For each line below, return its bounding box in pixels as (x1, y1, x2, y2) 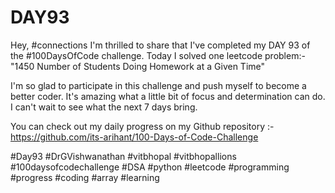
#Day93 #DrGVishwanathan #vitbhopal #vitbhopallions (10, 150, 237, 162)
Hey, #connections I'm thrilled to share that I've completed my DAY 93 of (10, 39, 311, 51)
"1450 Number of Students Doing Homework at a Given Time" (10, 60, 266, 72)
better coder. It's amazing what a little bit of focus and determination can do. (10, 90, 326, 102)
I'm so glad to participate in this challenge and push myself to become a (10, 79, 307, 91)
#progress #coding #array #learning (10, 171, 160, 183)
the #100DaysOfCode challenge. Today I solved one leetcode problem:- (10, 49, 306, 61)
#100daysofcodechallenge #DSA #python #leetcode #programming (10, 161, 290, 173)
